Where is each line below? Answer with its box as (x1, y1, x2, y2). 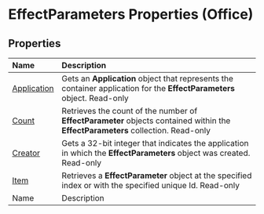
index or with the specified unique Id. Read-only (61, 180, 240, 190)
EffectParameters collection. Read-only (61, 125, 211, 136)
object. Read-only (61, 92, 130, 103)
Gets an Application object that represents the (61, 73, 234, 84)
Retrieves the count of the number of (61, 106, 198, 116)
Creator (12, 147, 41, 158)
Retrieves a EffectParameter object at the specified (61, 170, 252, 181)
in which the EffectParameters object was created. (61, 147, 251, 158)
